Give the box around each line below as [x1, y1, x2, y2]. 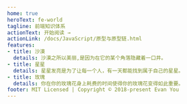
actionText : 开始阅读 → [7, 29, 71, 36]
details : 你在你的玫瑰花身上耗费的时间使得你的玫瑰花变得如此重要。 [13, 80, 184, 87]
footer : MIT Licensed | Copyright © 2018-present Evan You [7, 86, 179, 93]
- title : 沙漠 [7, 49, 46, 55]
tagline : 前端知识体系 [7, 23, 66, 29]
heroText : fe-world [7, 16, 63, 23]
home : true [7, 10, 38, 17]
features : [7, 42, 36, 49]
